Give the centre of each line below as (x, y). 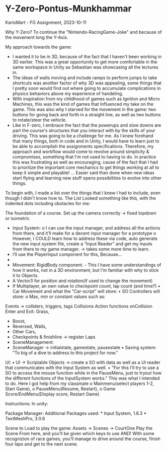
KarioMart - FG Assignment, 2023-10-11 (46, 22)
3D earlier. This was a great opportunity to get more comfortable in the (85, 62)
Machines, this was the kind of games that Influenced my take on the (83, 104)
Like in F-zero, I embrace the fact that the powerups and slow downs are (87, 125)
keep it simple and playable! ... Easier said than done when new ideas (83, 172)
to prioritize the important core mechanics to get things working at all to (86, 167)
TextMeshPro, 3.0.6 (25, 418)
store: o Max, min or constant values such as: (59, 297)
